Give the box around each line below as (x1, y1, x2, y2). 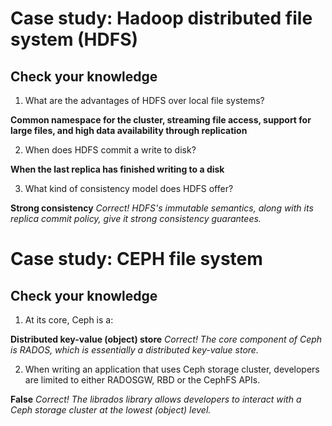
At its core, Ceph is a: (24, 314, 114, 326)
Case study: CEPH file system (10, 248, 263, 271)
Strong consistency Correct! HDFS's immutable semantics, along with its (10, 202, 314, 214)
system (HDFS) (10, 28, 139, 51)
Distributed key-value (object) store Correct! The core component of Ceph (10, 333, 323, 345)
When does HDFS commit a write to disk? (24, 144, 197, 156)
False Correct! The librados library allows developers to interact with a (10, 393, 302, 405)
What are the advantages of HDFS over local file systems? (24, 95, 265, 106)
